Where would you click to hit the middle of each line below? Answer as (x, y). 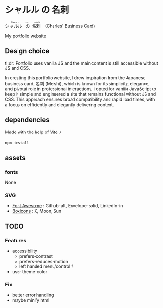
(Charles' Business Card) (70, 26)
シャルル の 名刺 (37, 10)
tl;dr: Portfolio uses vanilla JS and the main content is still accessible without (81, 63)
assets (15, 158)
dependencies (27, 120)
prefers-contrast (36, 256)
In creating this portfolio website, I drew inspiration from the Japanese (75, 77)
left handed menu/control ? (46, 266)
